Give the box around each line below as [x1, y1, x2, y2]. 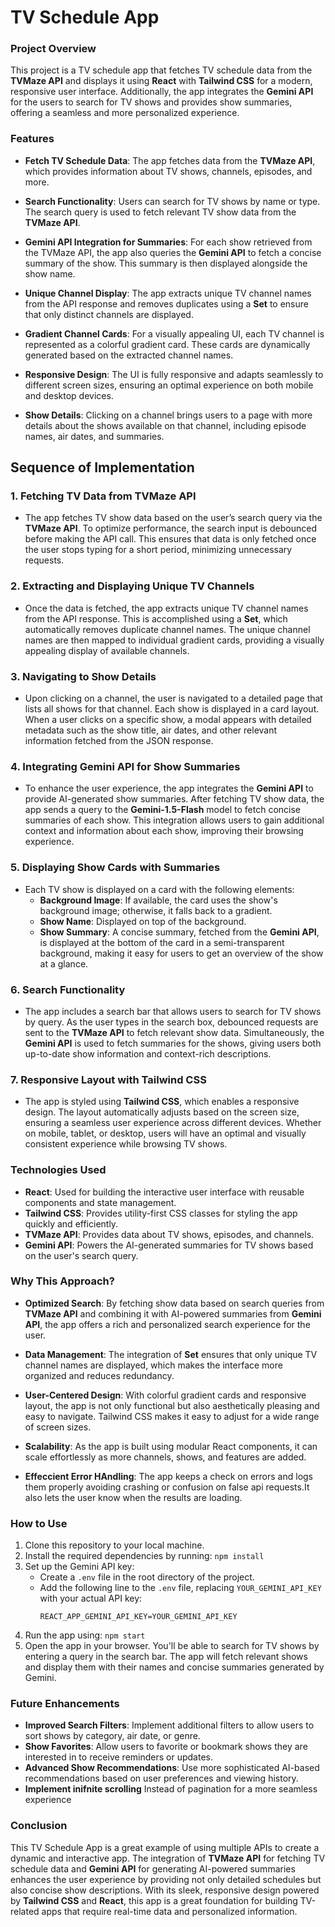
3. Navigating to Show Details [10, 669, 157, 683]
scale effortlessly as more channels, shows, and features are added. [24, 1451, 307, 1463]
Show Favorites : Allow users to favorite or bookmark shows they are [24, 1741, 308, 1753]
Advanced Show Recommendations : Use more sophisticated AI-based [24, 1762, 320, 1774]
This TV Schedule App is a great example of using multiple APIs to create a [10, 1841, 320, 1853]
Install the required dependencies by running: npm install [24, 1550, 265, 1562]
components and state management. [24, 1196, 177, 1208]
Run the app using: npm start [24, 1629, 146, 1641]
